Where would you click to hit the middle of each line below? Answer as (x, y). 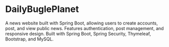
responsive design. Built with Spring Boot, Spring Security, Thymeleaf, (78, 33)
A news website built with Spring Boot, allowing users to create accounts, (81, 23)
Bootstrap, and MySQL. (30, 39)
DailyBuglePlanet (42, 9)
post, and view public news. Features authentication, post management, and (84, 28)
